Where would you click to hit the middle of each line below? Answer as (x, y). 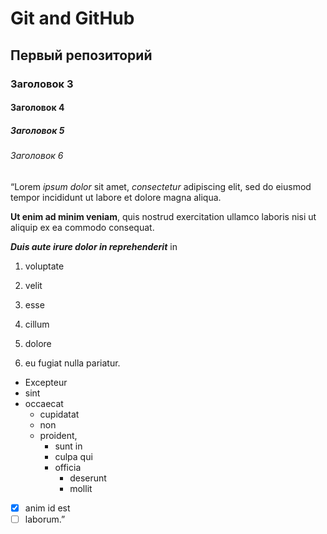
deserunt (88, 478)
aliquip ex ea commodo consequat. (82, 227)
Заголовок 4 (37, 108)
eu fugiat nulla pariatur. (72, 363)
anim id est (47, 508)
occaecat (44, 403)
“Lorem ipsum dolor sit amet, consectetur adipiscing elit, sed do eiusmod (161, 186)
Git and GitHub (72, 18)
